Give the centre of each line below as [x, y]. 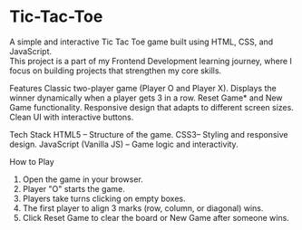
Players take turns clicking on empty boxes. [104, 198]
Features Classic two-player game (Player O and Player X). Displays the [143, 88]
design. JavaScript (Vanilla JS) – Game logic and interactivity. [124, 144]
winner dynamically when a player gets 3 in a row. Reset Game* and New [146, 98]
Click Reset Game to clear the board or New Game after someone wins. [156, 217]
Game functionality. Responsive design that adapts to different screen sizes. [152, 107]
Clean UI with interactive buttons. [72, 117]
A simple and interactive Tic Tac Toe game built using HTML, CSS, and [141, 42]
